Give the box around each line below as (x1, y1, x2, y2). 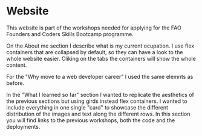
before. (6, 79, 25, 87)
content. (6, 61, 27, 69)
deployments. (6, 123, 41, 130)
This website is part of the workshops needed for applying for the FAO (6, 24, 181, 31)
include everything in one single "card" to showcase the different (6, 104, 168, 111)
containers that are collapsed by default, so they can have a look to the (6, 48, 183, 55)
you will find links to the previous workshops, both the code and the (6, 116, 175, 124)
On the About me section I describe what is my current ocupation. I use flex (6, 42, 195, 49)
